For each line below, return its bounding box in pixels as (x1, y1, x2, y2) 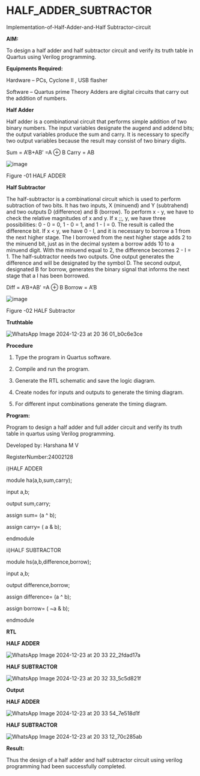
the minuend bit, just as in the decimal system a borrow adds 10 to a (6, 240, 175, 247)
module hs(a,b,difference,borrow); (6, 558, 91, 565)
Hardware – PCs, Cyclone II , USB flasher (6, 76, 108, 84)
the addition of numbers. (6, 94, 67, 102)
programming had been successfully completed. (6, 762, 126, 770)
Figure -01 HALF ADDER (6, 172, 66, 179)
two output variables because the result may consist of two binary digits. (6, 137, 187, 144)
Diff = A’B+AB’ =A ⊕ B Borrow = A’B (6, 283, 97, 291)
